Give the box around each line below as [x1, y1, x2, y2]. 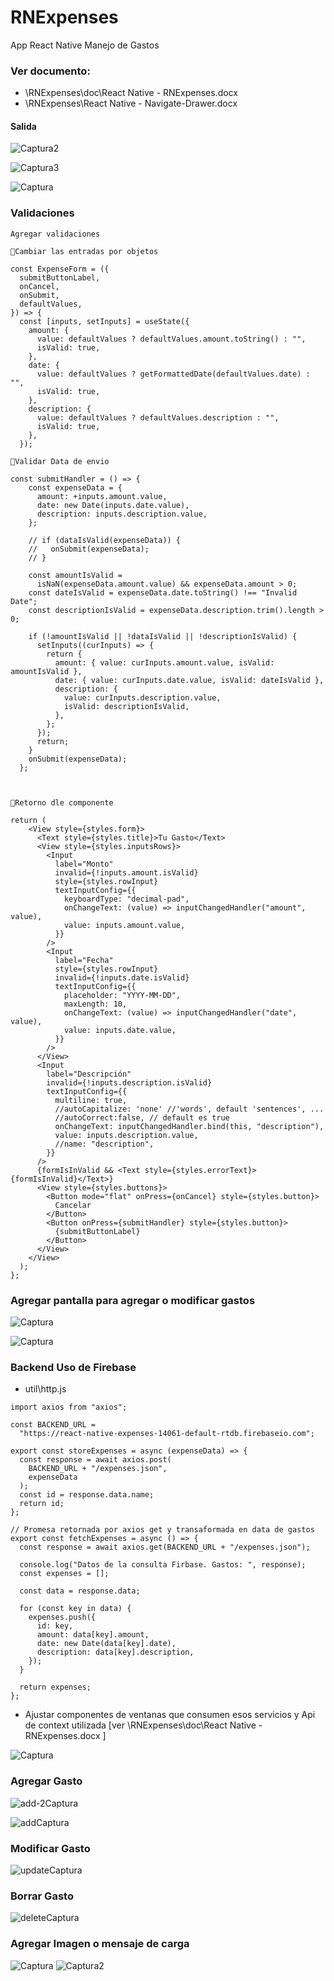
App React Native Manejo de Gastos [10, 39, 160, 51]
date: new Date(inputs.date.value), [36, 500, 190, 510]
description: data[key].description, [36, 1647, 195, 1658]
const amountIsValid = [28, 570, 123, 580]
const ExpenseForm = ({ [10, 264, 110, 274]
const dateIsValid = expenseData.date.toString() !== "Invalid [28, 587, 298, 598]
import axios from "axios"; [10, 1402, 128, 1413]
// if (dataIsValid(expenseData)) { [28, 535, 182, 545]
